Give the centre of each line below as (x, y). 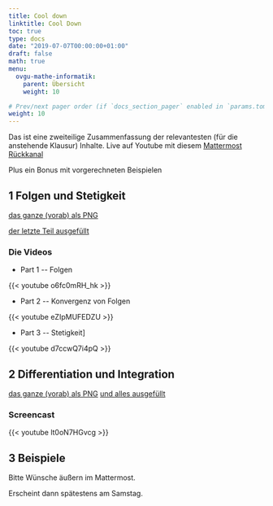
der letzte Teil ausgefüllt (49, 231)
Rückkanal (26, 155)
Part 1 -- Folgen (46, 270)
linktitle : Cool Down (45, 24)
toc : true (25, 31)
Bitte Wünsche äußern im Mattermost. (72, 478)
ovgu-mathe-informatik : (56, 76)
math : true (27, 62)
